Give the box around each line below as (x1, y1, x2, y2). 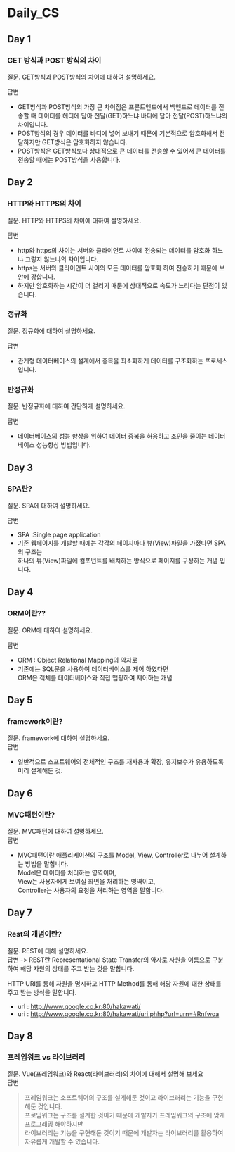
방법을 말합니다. (25, 859, 69, 868)
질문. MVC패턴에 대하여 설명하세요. (7, 827, 104, 835)
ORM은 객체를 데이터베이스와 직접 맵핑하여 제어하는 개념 (17, 673, 173, 682)
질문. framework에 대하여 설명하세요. (7, 734, 110, 742)
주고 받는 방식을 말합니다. (7, 988, 77, 996)
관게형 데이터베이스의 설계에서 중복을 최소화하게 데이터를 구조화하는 (17, 356, 203, 365)
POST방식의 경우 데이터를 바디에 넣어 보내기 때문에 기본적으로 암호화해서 (17, 129, 218, 137)
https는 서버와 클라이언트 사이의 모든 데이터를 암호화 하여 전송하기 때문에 (17, 263, 218, 272)
